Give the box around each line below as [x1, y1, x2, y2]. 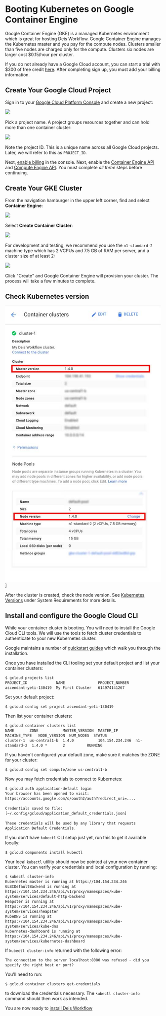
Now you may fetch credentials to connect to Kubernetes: [5, 776, 123, 782]
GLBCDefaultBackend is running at [5, 884, 77, 889]
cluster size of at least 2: [5, 253, 55, 259]
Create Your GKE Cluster [5, 184, 83, 193]
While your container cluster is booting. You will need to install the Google [5, 624, 156, 631]
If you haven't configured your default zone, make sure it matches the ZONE [5, 751, 160, 757]
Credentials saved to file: [5, 806, 63, 811]
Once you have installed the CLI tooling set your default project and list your [5, 660, 160, 666]
